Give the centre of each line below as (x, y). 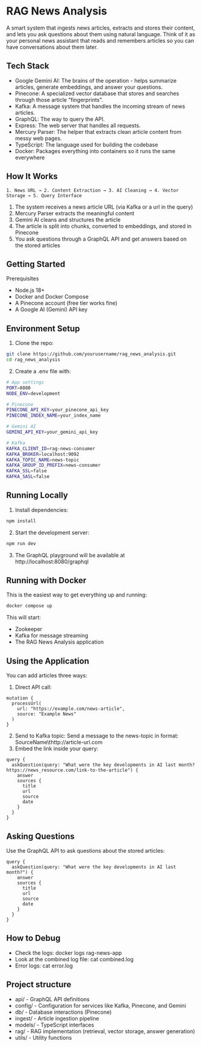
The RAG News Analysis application (59, 642)
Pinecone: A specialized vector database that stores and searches (97, 93)
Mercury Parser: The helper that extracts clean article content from (98, 131)
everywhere (30, 157)
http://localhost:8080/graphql (52, 561)
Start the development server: (52, 533)
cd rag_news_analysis (33, 360)
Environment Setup (43, 328)
